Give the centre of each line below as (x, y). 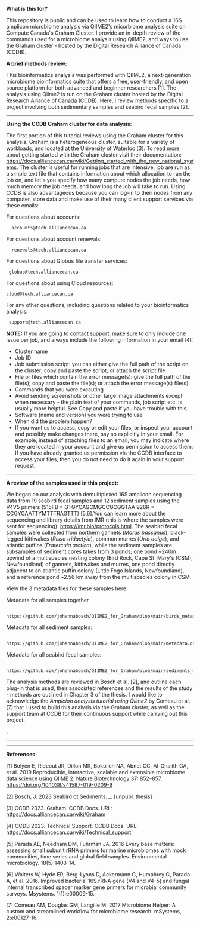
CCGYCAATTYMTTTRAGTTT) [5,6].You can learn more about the (86, 513)
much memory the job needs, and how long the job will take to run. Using (96, 186)
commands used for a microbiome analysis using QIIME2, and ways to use (97, 39)
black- (178, 532)
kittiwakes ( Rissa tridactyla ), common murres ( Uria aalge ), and (102, 539)
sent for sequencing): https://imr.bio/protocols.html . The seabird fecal (92, 526)
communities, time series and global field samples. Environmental (87, 856)
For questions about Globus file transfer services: (67, 261)
